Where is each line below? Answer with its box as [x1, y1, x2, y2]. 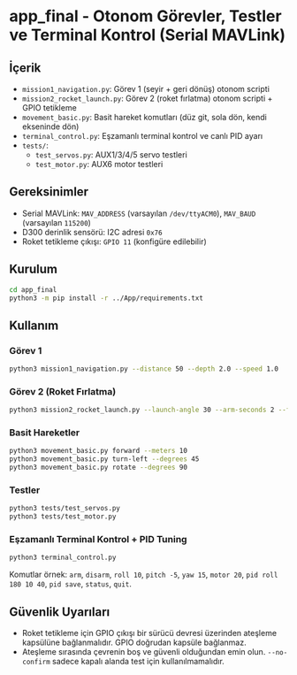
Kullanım [9, 318, 59, 333]
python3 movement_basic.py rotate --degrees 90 [9, 463, 188, 472]
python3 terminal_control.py [9, 553, 117, 563]
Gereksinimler [9, 184, 89, 200]
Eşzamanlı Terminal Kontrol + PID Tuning [9, 533, 187, 545]
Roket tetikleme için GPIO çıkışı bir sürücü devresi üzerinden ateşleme [21, 628, 277, 639]
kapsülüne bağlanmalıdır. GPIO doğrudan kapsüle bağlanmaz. [21, 637, 247, 648]
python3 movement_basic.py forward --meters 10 [9, 447, 188, 456]
